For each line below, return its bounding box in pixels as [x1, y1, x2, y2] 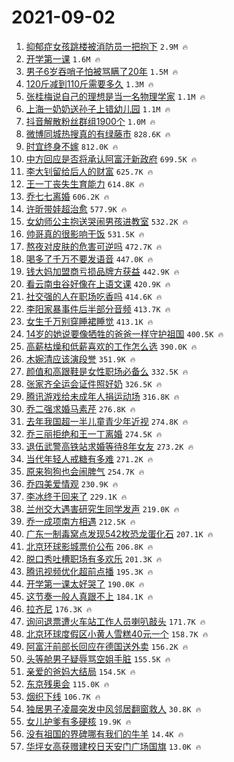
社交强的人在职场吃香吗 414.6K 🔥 [25, 290, 163, 302]
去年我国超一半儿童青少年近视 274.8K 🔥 [25, 415, 189, 427]
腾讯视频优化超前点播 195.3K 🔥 [25, 565, 154, 577]
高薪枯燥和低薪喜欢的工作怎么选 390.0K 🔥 [25, 340, 198, 352]
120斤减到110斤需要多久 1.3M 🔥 [25, 77, 154, 90]
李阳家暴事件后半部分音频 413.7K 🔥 [25, 302, 171, 315]
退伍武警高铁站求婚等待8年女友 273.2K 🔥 [25, 440, 194, 452]
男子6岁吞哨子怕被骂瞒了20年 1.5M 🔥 [25, 65, 179, 77]
